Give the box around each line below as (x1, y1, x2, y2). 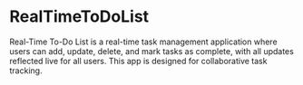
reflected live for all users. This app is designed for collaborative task (9, 55, 268, 66)
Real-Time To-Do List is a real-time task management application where (9, 36, 279, 47)
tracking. (9, 65, 43, 76)
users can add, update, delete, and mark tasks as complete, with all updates (9, 45, 295, 56)
